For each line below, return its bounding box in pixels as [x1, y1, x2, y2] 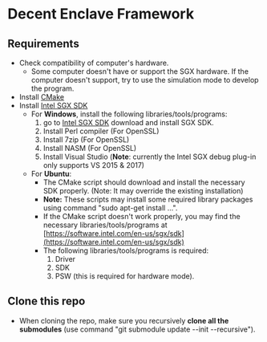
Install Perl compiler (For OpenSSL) [42, 126, 160, 136]
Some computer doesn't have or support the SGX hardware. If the [30, 67, 249, 76]
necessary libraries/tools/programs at [42, 220, 168, 230]
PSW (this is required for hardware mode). [55, 271, 195, 281]
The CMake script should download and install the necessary [42, 177, 245, 187]
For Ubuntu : [30, 169, 72, 178]
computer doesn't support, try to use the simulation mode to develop [30, 75, 259, 84]
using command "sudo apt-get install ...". [42, 203, 178, 213]
